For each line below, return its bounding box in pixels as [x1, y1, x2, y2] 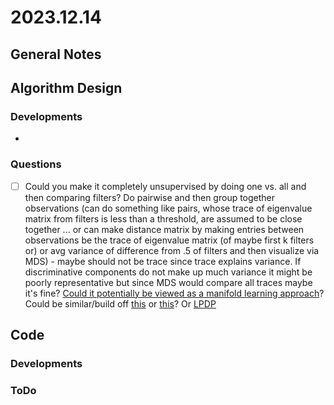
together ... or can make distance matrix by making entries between [24, 223, 305, 235]
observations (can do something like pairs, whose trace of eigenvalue [24, 202, 313, 214]
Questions [10, 157, 62, 171]
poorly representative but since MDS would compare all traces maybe [24, 276, 313, 288]
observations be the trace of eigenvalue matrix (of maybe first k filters [24, 234, 315, 246]
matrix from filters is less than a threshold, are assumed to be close [24, 212, 303, 225]
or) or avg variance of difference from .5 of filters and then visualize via [24, 244, 320, 256]
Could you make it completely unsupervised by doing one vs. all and [24, 180, 307, 192]
